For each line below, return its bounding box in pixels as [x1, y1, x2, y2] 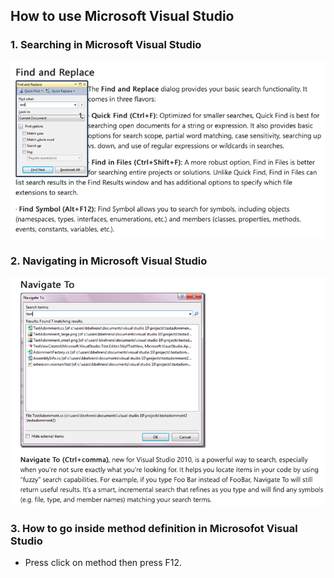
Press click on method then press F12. [24, 557, 183, 569]
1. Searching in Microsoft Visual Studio [10, 38, 202, 52]
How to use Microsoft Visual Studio [10, 8, 235, 25]
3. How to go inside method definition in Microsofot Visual [10, 521, 298, 535]
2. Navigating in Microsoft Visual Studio [10, 254, 208, 268]
